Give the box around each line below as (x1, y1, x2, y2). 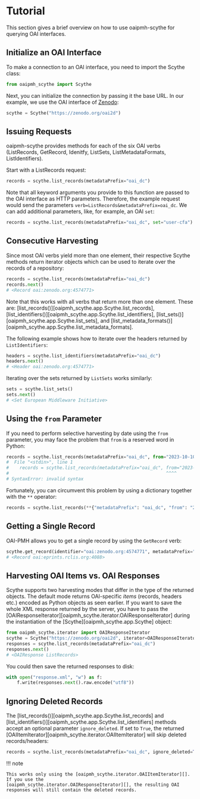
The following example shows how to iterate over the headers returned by (6, 335, 187, 342)
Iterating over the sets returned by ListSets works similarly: (6, 375, 153, 382)
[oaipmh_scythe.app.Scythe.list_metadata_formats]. (6, 323, 133, 331)
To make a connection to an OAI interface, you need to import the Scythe (6, 63, 185, 70)
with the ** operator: (6, 493, 57, 500)
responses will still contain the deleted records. (6, 787, 137, 793)
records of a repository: (6, 264, 64, 272)
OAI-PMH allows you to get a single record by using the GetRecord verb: (6, 537, 182, 544)
